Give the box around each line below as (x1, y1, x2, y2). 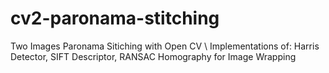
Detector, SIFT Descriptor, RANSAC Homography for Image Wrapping (10, 50, 297, 62)
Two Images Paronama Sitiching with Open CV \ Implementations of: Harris (10, 40, 320, 52)
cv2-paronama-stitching (10, 7, 220, 30)
